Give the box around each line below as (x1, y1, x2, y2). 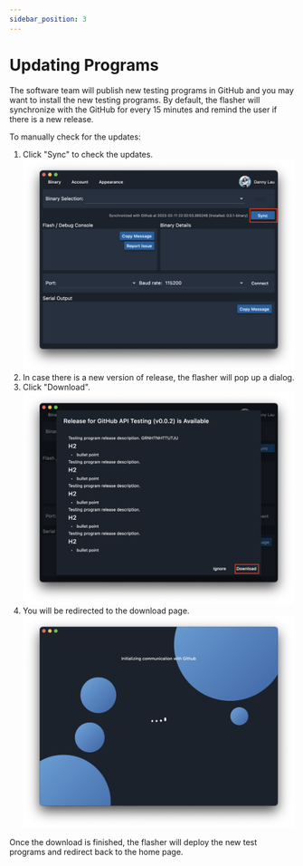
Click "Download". (22, 381, 90, 393)
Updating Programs (9, 54, 159, 75)
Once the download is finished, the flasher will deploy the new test (9, 836, 258, 847)
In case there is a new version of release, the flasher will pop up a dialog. (22, 372, 295, 383)
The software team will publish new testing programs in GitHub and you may (9, 84, 294, 95)
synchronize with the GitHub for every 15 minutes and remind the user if (9, 104, 278, 115)
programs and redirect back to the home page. (9, 846, 184, 857)
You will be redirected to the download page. (22, 605, 190, 616)
